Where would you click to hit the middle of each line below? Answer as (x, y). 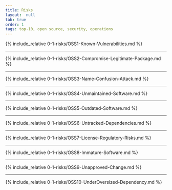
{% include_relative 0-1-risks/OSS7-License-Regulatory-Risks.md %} (78, 138)
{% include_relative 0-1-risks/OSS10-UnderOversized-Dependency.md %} (84, 182)
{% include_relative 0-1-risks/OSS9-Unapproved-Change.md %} (73, 167)
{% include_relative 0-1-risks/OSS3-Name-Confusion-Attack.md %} (77, 79)
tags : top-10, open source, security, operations (59, 29)
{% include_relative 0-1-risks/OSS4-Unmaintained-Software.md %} (77, 93)
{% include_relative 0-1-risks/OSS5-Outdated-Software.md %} (72, 108)
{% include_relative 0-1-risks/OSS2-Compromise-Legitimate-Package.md (83, 59)
